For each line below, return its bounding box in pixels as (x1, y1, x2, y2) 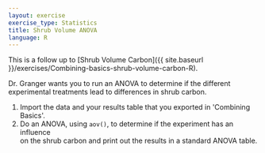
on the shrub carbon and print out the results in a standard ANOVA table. (19, 136, 258, 146)
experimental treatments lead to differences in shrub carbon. (8, 88, 207, 97)
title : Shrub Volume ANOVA (8, 26, 98, 34)
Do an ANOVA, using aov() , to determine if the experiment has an (19, 119, 234, 129)
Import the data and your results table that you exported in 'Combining (19, 103, 251, 112)
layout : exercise (8, 11, 66, 20)
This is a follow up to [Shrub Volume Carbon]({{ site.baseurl (8, 55, 204, 65)
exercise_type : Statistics (8, 19, 98, 27)
